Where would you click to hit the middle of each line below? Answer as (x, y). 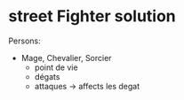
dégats (47, 76)
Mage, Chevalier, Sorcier (66, 58)
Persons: (24, 41)
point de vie (56, 67)
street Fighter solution (92, 16)
